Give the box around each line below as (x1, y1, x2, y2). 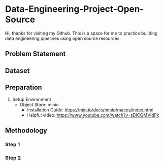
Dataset (5, 66, 30, 75)
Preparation (5, 83, 42, 92)
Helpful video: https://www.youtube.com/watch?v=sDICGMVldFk (27, 112, 159, 118)
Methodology (5, 126, 48, 134)
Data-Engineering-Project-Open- (5, 3, 144, 15)
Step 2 (5, 154, 21, 161)
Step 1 (5, 141, 20, 148)
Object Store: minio (19, 101, 59, 107)
